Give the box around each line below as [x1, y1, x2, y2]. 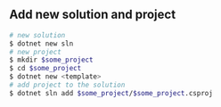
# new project [9, 47, 62, 56]
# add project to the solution [9, 80, 126, 90]
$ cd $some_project [9, 64, 82, 73]
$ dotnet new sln [9, 39, 74, 48]
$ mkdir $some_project [9, 55, 94, 65]
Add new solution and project [9, 7, 176, 22]
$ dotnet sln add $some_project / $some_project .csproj [9, 88, 214, 97]
